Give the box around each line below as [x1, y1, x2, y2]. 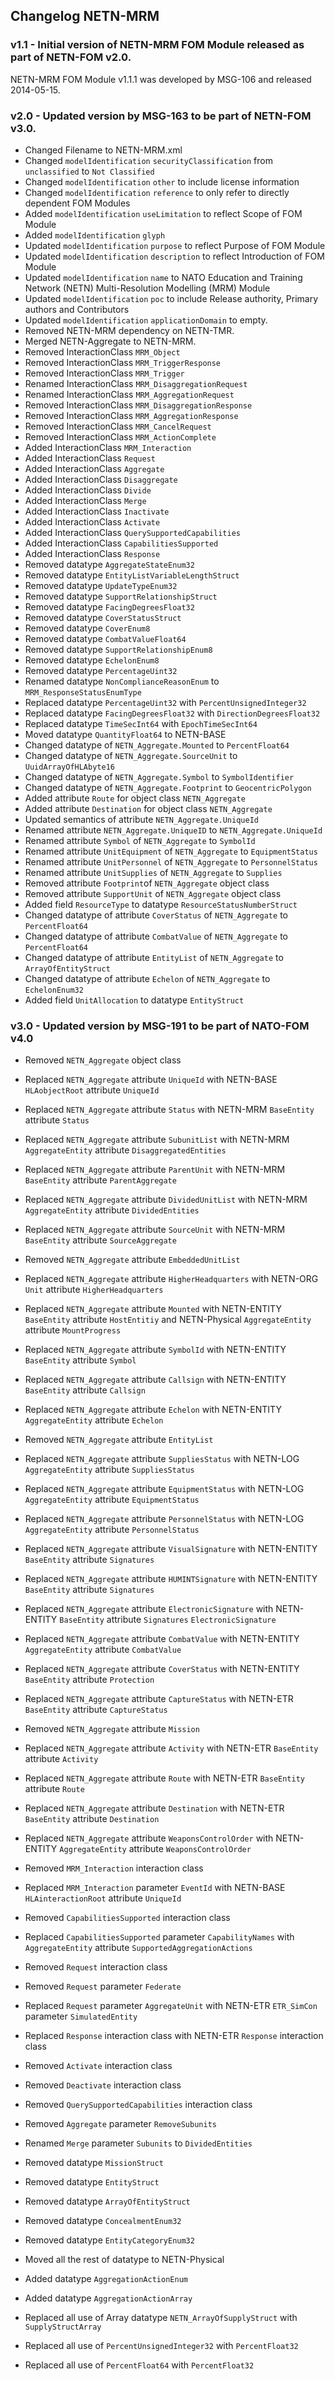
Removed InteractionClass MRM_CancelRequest [24, 420, 212, 432]
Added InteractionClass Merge [24, 494, 147, 506]
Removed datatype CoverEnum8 [24, 622, 151, 634]
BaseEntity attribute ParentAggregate [24, 1174, 177, 1186]
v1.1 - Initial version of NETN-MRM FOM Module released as [10, 38, 305, 52]
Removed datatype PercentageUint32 [24, 664, 178, 676]
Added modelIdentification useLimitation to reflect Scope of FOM [24, 207, 303, 219]
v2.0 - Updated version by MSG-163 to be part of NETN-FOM [10, 109, 312, 123]
